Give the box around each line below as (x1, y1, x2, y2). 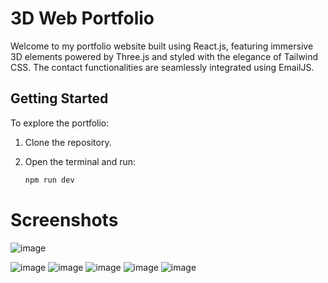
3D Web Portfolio (10, 7, 155, 30)
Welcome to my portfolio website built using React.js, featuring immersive (10, 40, 314, 52)
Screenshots (10, 208, 119, 231)
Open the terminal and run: (24, 155, 137, 167)
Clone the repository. (24, 136, 112, 148)
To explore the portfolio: (10, 117, 110, 129)
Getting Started (10, 90, 109, 107)
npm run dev (24, 175, 75, 185)
